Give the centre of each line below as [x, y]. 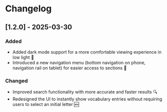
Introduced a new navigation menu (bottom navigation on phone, [79, 62]
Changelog [28, 9]
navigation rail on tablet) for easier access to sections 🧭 [70, 68]
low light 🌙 [23, 57]
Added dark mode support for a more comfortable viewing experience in [87, 52]
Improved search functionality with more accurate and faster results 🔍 [85, 92]
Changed [17, 81]
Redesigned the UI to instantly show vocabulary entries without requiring [87, 99]
